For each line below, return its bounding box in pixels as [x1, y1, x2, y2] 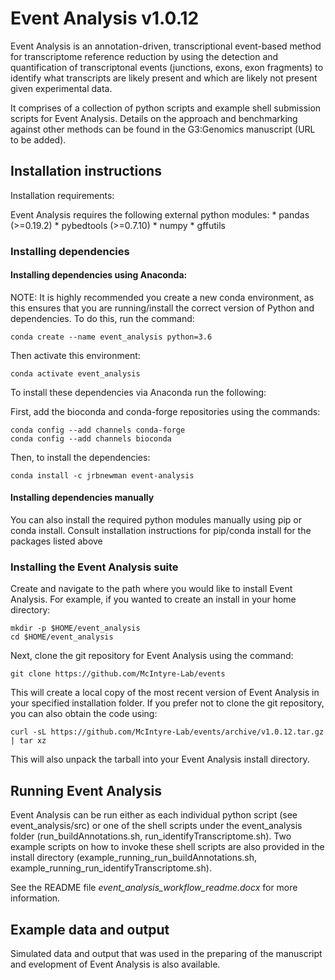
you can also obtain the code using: [10, 708, 158, 720]
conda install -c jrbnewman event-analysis [10, 470, 195, 481]
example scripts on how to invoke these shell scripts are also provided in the [10, 841, 325, 853]
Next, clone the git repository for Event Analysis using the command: [10, 650, 294, 662]
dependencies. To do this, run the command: [10, 312, 195, 324]
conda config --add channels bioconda [10, 433, 172, 444]
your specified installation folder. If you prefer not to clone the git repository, [10, 697, 325, 709]
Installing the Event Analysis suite [10, 560, 179, 574]
